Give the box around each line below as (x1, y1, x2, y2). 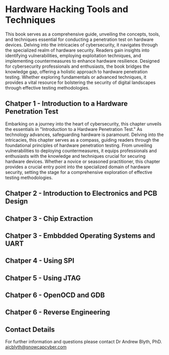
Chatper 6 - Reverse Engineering (5, 308, 110, 317)
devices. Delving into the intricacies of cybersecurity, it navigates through (5, 41, 158, 48)
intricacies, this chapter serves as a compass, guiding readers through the (5, 137, 159, 143)
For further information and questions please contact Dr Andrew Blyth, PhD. (5, 339, 162, 345)
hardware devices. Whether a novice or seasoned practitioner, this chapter (5, 158, 160, 164)
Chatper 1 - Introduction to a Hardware (5, 100, 128, 108)
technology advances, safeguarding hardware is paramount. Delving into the (5, 131, 164, 138)
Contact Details (5, 325, 55, 334)
